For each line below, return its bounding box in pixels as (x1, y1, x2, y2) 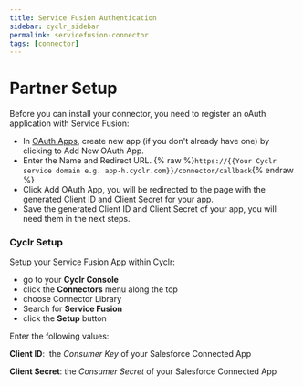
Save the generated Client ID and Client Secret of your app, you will (22, 203, 277, 214)
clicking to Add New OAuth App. (22, 145, 144, 156)
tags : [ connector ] (9, 38, 79, 48)
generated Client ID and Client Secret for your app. (22, 193, 214, 205)
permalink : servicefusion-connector (9, 30, 149, 39)
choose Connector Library (22, 294, 122, 305)
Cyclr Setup (9, 236, 64, 249)
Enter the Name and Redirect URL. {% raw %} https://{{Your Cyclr (22, 155, 277, 166)
